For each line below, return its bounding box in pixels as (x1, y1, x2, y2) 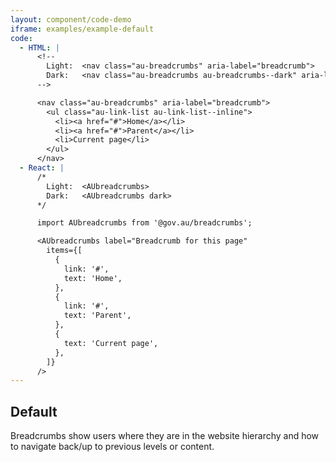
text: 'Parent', (63, 311, 132, 321)
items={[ (46, 246, 83, 256)
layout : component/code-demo (10, 14, 132, 25)
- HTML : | (19, 42, 60, 53)
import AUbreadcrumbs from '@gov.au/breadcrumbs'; (36, 218, 253, 228)
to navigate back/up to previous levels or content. (10, 441, 215, 453)
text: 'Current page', (63, 338, 159, 348)
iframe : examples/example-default (10, 24, 155, 34)
